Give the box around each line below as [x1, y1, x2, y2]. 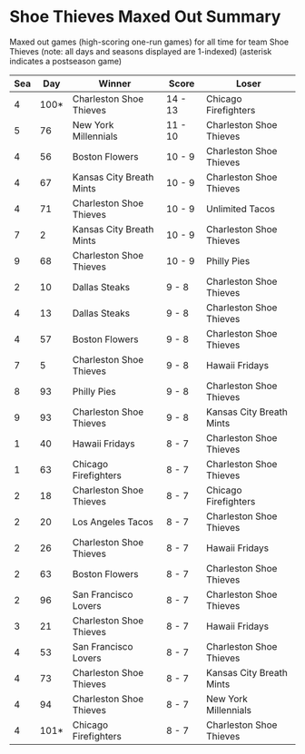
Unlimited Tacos [205, 202, 275, 215]
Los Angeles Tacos [72, 515, 154, 528]
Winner [98, 77, 132, 90]
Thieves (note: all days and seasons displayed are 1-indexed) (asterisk [9, 45, 272, 56]
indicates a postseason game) [9, 55, 123, 66]
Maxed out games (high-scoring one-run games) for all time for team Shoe [9, 36, 289, 47]
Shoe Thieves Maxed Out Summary [9, 6, 281, 27]
